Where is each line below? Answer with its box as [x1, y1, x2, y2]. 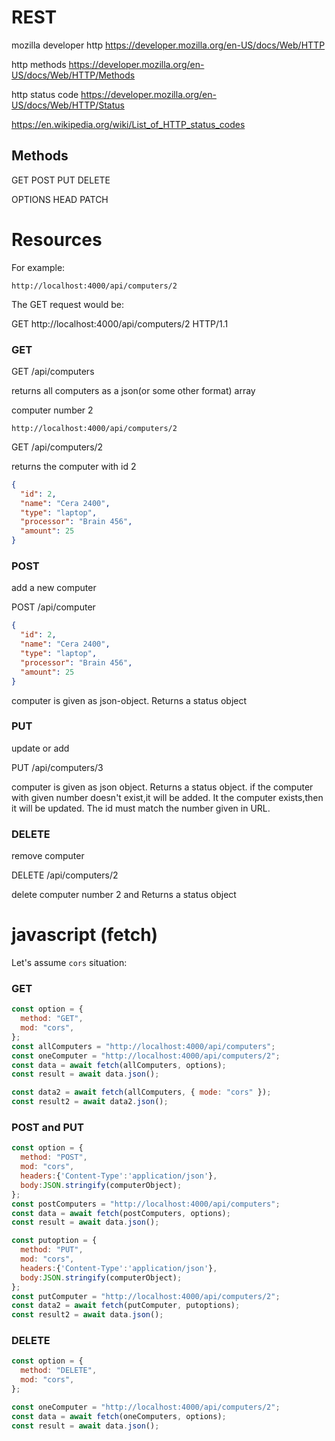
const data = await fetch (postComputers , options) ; [11, 1208, 231, 1218]
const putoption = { [11, 1236, 98, 1246]
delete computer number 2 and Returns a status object [11, 889, 237, 901]
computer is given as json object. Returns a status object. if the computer [11, 781, 314, 793]
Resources [11, 228, 103, 251]
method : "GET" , [20, 1014, 84, 1024]
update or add [11, 742, 70, 754]
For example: [11, 261, 66, 273]
